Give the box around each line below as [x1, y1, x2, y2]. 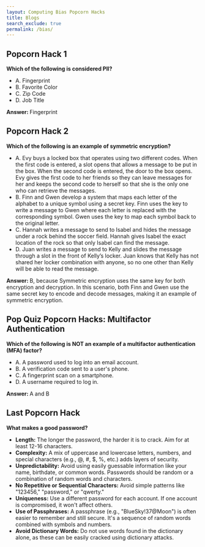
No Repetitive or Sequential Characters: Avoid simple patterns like [15, 481, 185, 489]
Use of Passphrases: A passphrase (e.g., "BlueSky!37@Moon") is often [15, 507, 196, 515]
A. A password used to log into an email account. [15, 358, 139, 365]
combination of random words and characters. [15, 475, 133, 482]
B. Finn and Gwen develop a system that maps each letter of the [15, 193, 177, 201]
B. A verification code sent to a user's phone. [15, 365, 130, 372]
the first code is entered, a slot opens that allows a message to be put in [15, 161, 198, 168]
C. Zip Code [15, 90, 46, 98]
